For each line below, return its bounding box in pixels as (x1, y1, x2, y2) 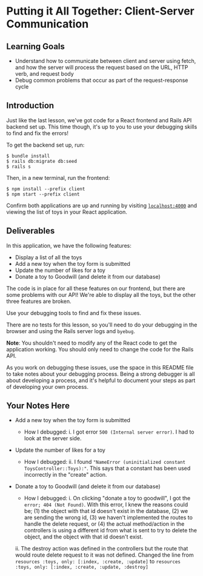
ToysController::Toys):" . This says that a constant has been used (24, 465, 191, 472)
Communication (6, 17, 89, 31)
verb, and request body (15, 70, 74, 77)
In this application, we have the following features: (6, 242, 131, 249)
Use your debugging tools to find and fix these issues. (6, 309, 141, 316)
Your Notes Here (6, 401, 70, 411)
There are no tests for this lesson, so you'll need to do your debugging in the (6, 321, 198, 328)
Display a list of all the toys (15, 253, 82, 261)
